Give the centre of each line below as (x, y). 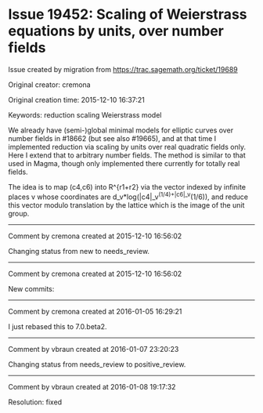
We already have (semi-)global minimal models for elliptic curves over (121, 130)
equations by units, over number (116, 31)
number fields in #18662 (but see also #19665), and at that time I (112, 138)
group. (19, 213)
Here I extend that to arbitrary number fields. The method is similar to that (127, 155)
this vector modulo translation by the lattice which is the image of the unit (126, 205)
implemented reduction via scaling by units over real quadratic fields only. (127, 147)
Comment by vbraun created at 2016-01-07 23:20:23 (94, 349)
